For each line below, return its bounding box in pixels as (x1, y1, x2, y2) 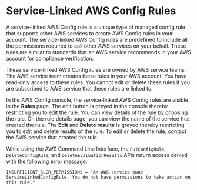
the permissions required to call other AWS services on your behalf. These (6, 42, 186, 49)
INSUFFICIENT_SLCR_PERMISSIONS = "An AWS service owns (6, 169, 143, 175)
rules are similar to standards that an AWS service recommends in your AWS (6, 48, 192, 55)
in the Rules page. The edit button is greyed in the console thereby (6, 102, 168, 109)
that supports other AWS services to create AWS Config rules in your (6, 29, 173, 36)
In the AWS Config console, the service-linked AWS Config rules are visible (6, 96, 188, 104)
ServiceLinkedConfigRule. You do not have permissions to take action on (6, 174, 191, 180)
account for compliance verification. (6, 55, 94, 62)
